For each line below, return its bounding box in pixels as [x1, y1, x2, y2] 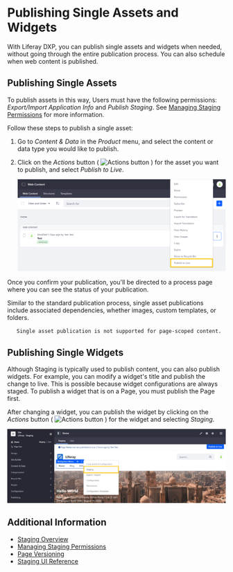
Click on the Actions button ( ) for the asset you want [17, 158, 219, 166]
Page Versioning [17, 549, 64, 558]
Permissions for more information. [7, 110, 105, 118]
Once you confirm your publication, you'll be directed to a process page [7, 278, 213, 287]
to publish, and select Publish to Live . [17, 165, 124, 174]
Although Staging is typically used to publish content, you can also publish [7, 365, 221, 373]
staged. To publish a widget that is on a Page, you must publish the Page [7, 386, 215, 395]
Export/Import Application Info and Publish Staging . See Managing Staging [7, 102, 221, 111]
